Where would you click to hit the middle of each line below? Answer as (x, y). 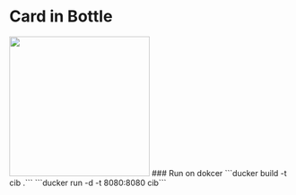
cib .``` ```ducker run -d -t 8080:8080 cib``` (88, 182)
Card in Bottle (61, 17)
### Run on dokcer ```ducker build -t (219, 173)
